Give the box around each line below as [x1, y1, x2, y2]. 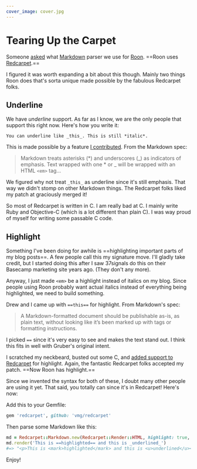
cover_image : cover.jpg [6, 8, 64, 15]
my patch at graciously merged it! [6, 191, 87, 198]
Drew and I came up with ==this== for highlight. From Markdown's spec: [6, 301, 181, 308]
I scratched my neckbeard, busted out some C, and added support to [6, 354, 174, 361]
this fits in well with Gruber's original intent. [6, 343, 111, 350]
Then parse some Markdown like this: [6, 423, 97, 430]
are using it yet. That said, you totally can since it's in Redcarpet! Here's [6, 384, 180, 391]
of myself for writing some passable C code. [6, 215, 113, 222]
